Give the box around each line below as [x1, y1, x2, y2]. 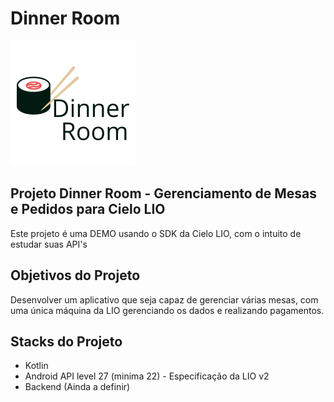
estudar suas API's [10, 238, 88, 250]
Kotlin [24, 360, 49, 372]
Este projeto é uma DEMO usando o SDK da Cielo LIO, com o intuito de [10, 227, 302, 239]
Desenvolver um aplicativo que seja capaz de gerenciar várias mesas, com [10, 293, 319, 306]
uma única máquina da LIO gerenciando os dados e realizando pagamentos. [10, 304, 325, 316]
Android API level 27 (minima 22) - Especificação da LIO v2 [24, 370, 270, 382]
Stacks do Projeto [10, 333, 123, 350]
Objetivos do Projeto [10, 267, 141, 284]
